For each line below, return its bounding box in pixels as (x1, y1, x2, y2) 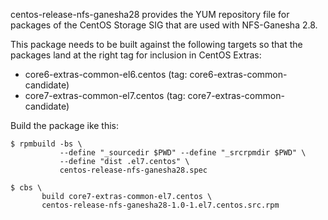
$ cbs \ (10, 183, 43, 193)
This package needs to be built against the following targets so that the (10, 39, 303, 50)
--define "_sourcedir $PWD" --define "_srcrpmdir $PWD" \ (59, 148, 307, 158)
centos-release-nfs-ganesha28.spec (59, 165, 208, 175)
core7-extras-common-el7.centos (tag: (24, 90, 186, 101)
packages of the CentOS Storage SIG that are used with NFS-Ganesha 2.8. (10, 19, 318, 31)
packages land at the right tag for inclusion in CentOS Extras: (10, 49, 262, 61)
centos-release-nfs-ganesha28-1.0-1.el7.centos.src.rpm (41, 200, 280, 210)
